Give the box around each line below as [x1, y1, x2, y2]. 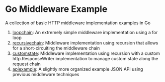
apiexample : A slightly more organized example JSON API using [12, 66, 143, 72]
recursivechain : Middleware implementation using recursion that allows [12, 40, 159, 45]
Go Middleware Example [5, 3, 108, 15]
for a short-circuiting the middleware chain [12, 45, 100, 51]
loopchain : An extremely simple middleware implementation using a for [12, 29, 158, 35]
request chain [12, 61, 41, 67]
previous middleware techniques [12, 71, 80, 77]
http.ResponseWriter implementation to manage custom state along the [12, 55, 159, 61]
